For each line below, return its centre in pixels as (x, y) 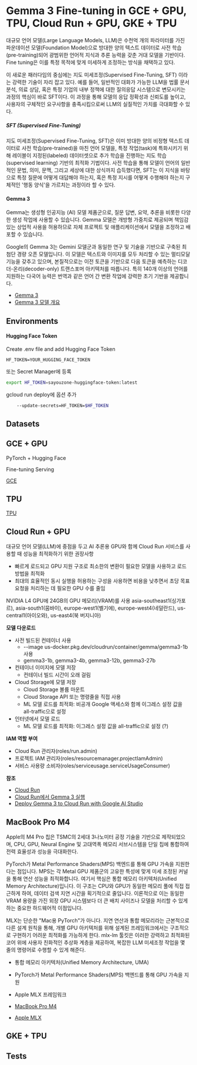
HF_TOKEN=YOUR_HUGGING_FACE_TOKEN (48, 360)
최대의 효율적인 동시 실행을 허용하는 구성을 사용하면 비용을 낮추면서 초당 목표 (102, 581)
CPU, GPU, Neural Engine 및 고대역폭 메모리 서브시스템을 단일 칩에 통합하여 (101, 844)
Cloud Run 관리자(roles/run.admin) (56, 751)
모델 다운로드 (21, 628)
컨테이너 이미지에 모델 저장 (45, 668)
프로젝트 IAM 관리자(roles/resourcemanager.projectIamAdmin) (89, 759)
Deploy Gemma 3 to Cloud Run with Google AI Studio (79, 804)
